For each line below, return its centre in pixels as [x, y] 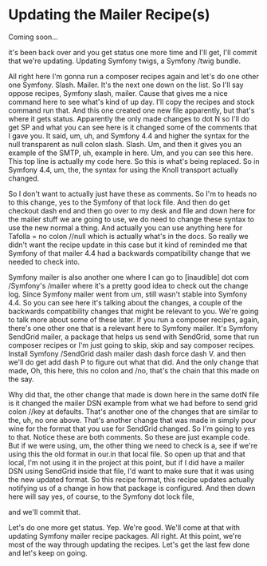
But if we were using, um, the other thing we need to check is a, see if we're [133, 445]
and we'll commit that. [45, 512]
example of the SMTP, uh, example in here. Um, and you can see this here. [131, 153]
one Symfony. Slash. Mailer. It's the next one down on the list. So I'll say [126, 85]
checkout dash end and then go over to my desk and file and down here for [132, 210]
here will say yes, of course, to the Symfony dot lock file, [102, 496]
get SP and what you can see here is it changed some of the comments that [133, 127]
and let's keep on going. [48, 552]
